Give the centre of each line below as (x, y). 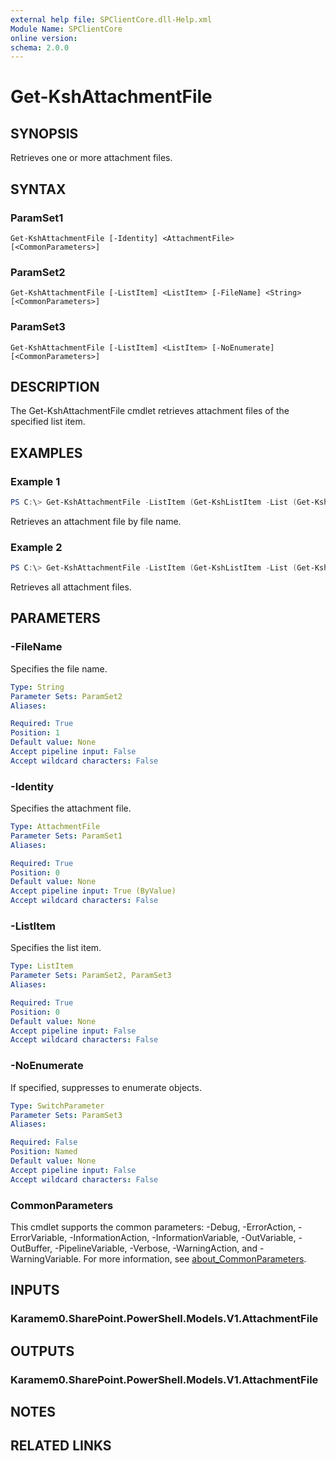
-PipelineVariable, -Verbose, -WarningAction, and (156, 1248)
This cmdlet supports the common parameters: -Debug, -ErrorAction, (153, 1227)
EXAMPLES (46, 452)
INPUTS (35, 1290)
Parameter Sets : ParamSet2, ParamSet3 (91, 976)
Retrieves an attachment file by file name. (96, 521)
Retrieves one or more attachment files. (91, 158)
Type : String (37, 687)
